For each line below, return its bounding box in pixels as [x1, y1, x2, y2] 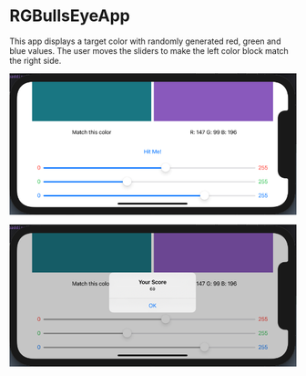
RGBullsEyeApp [9, 5, 130, 26]
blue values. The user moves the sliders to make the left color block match [9, 45, 289, 56]
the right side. [9, 55, 62, 66]
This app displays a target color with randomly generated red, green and [9, 36, 281, 47]
